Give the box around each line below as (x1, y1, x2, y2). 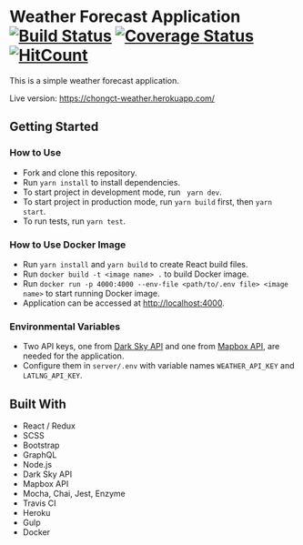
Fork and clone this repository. (22, 167, 137, 178)
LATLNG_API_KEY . (22, 370, 84, 381)
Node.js (22, 459, 53, 470)
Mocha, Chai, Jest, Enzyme (22, 489, 126, 500)
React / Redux (22, 420, 76, 431)
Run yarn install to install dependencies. (22, 177, 180, 187)
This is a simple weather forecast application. (9, 75, 179, 86)
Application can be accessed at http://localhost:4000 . (22, 298, 225, 308)
